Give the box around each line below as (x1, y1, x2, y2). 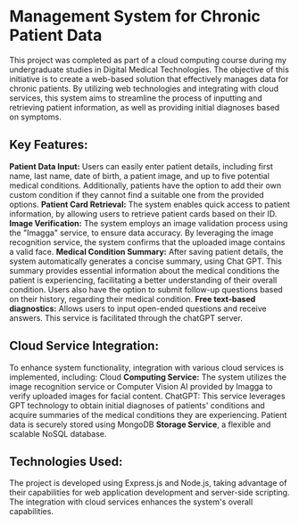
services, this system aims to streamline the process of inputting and (9, 92, 262, 103)
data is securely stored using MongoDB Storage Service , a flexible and (9, 419, 271, 430)
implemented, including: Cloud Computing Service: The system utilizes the (9, 372, 287, 382)
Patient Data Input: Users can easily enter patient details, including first (9, 160, 274, 171)
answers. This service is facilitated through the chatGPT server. (9, 312, 243, 323)
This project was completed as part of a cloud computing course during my (9, 54, 287, 65)
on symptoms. (9, 111, 62, 122)
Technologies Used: (9, 454, 123, 469)
